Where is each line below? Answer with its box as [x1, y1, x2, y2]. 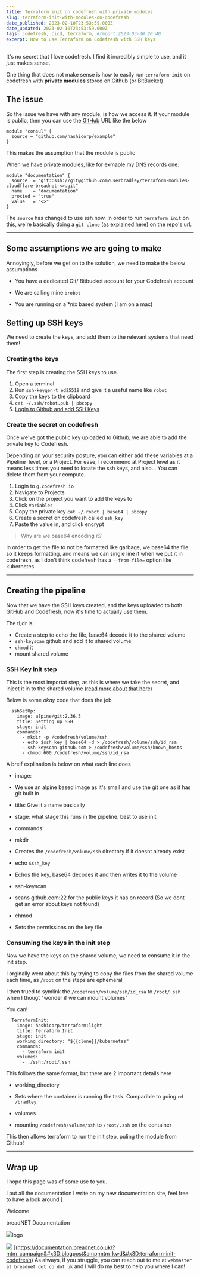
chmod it [14, 644, 33, 651]
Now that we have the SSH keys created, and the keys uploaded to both [6, 601, 183, 608]
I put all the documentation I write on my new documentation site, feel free [6, 1190, 189, 1197]
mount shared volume [14, 650, 68, 657]
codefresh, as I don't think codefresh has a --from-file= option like [6, 556, 172, 564]
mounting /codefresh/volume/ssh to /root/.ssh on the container [14, 1121, 172, 1128]
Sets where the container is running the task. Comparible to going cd [14, 1093, 183, 1100]
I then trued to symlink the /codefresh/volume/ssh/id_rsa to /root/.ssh [6, 988, 181, 995]
